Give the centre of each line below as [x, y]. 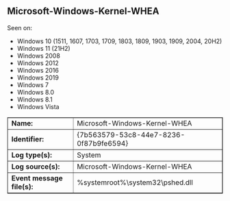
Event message [37, 178]
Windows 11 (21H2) [43, 48]
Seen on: [20, 27]
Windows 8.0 [36, 92]
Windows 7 [33, 84]
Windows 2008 [38, 56]
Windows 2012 [38, 63]
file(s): [22, 187]
